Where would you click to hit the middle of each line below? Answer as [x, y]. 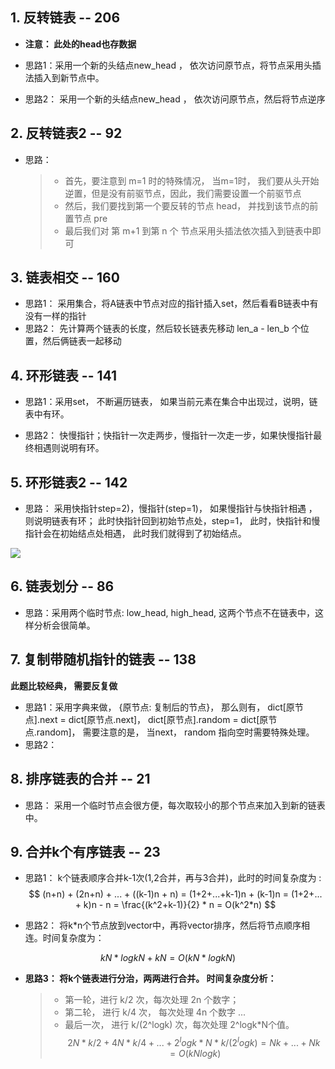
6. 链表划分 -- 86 [62, 586]
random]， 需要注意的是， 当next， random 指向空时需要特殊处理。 [175, 732]
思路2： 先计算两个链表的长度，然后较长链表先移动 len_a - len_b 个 [162, 329]
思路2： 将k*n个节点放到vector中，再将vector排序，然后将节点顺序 [163, 925]
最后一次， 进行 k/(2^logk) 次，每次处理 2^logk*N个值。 [179, 1025]
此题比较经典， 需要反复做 [64, 685]
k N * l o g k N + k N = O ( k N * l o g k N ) [168, 958]
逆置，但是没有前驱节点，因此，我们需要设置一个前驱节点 [183, 193]
